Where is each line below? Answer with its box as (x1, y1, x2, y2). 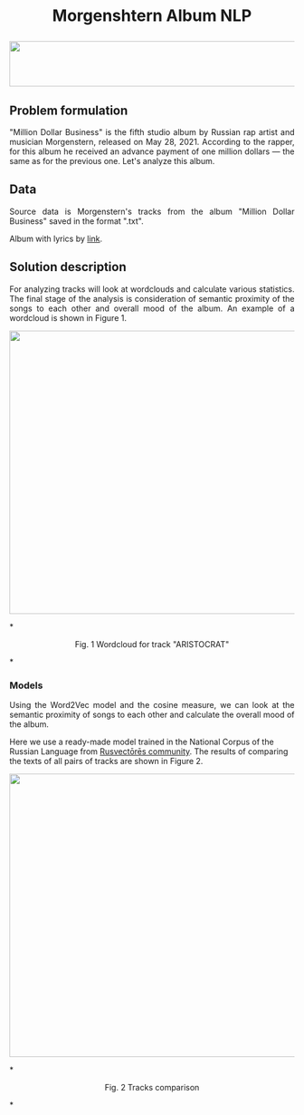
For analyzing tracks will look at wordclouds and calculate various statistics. (9, 283, 295, 295)
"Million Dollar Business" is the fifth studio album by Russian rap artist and (9, 127, 295, 137)
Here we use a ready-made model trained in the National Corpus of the (9, 736, 274, 747)
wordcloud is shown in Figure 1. (9, 312, 127, 323)
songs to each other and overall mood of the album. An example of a (9, 303, 295, 314)
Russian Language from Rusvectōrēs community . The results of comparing (9, 745, 289, 757)
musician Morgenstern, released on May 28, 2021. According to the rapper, (9, 137, 295, 147)
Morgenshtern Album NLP (52, 5, 252, 26)
